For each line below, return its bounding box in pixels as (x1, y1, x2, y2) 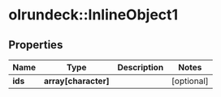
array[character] (43, 75, 110, 86)
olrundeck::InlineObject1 (8, 6, 179, 24)
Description (117, 62, 164, 73)
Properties (8, 38, 63, 52)
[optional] (171, 75, 209, 86)
